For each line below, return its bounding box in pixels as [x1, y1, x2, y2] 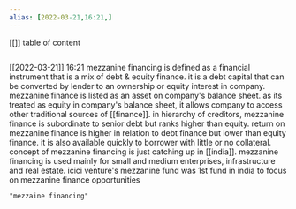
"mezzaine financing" [9, 191, 89, 200]
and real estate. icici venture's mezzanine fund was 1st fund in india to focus [9, 165, 287, 175]
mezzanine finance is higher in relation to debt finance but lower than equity [9, 127, 287, 138]
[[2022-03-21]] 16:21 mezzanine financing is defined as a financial [9, 62, 250, 72]
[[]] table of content [9, 37, 81, 48]
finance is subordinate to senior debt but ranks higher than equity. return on [9, 118, 285, 129]
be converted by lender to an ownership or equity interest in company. [9, 80, 266, 91]
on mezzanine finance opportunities [9, 174, 140, 185]
